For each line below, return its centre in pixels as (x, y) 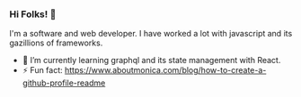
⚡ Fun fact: (42, 70)
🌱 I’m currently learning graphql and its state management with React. (151, 61)
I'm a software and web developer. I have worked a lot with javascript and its (151, 34)
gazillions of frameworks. (56, 43)
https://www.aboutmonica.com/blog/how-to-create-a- (165, 70)
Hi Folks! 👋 (33, 14)
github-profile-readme (64, 83)
